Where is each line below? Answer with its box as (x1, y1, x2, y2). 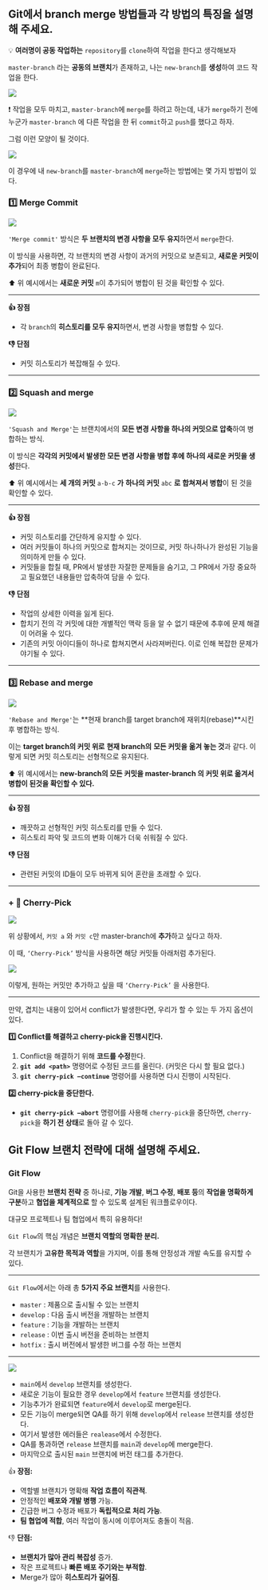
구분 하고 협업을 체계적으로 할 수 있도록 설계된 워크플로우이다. (8, 1197, 198, 1207)
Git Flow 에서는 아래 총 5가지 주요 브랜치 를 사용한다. (8, 1283, 171, 1292)
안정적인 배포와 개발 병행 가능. (19, 1496, 113, 1505)
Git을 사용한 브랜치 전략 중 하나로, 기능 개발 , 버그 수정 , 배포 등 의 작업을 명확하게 (8, 1187, 254, 1196)
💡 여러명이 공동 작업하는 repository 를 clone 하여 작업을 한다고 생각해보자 (8, 45, 237, 54)
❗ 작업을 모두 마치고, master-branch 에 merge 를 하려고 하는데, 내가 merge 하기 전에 (8, 104, 258, 114)
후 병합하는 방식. (8, 724, 60, 734)
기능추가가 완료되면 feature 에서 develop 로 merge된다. (19, 1399, 191, 1408)
